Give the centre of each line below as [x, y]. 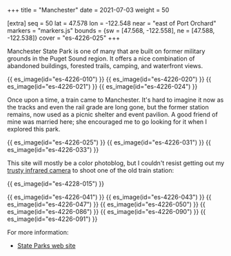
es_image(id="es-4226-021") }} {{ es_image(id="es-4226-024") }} [102, 86]
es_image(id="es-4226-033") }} [53, 150]
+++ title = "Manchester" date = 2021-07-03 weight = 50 [88, 10]
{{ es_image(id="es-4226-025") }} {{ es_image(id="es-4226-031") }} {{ [109, 142]
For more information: [38, 232]
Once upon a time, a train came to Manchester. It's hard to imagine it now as [115, 100]
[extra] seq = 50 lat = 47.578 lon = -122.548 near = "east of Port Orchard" [112, 23]
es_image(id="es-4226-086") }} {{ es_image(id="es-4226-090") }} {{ [107, 212]
